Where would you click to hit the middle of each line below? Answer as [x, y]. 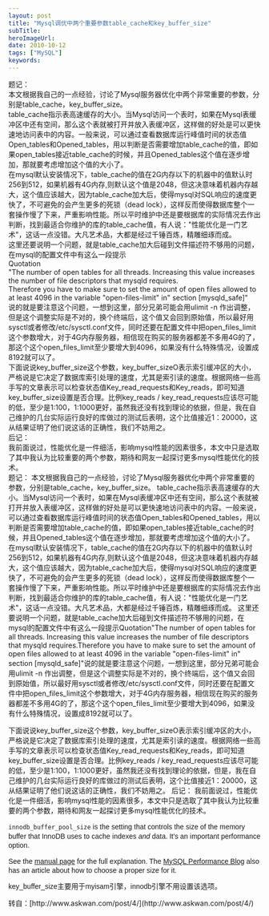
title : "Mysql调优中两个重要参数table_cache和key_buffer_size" [110, 23]
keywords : [25, 61]
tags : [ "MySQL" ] [35, 53]
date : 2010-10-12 [37, 46]
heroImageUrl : [32, 38]
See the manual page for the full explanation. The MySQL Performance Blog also [134, 861]
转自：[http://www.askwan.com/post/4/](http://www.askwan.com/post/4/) [131, 903]
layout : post [30, 16]
